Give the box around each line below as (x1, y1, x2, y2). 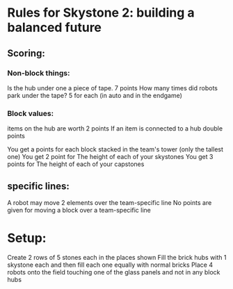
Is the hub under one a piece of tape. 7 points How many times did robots (7, 83, 218, 92)
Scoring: (7, 47, 45, 59)
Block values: (7, 108, 54, 118)
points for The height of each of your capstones (7, 160, 145, 168)
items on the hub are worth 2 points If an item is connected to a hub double (7, 124, 223, 133)
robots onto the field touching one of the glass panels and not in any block (7, 267, 220, 276)
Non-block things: (7, 68, 70, 78)
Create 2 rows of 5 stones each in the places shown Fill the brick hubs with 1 (7, 253, 227, 261)
